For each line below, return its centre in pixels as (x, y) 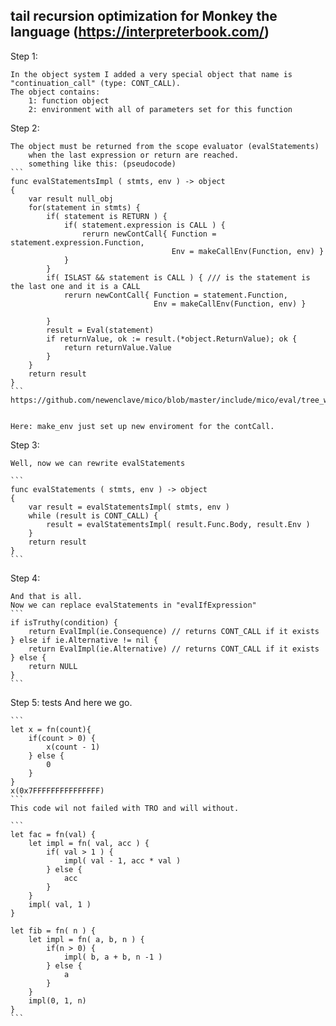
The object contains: (55, 92)
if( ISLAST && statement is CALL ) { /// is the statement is (178, 277)
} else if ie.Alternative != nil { (84, 640)
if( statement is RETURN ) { (107, 216)
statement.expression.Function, (77, 242)
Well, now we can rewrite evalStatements (98, 463)
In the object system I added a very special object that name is (151, 74)
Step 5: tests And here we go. (71, 702)
